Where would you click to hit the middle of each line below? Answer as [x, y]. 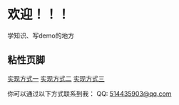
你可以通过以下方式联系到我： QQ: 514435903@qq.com [89, 94]
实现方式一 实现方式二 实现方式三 [56, 78]
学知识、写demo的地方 [41, 35]
